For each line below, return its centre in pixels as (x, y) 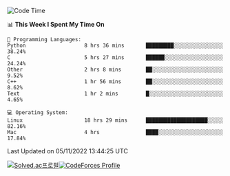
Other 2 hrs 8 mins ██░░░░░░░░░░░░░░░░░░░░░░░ (115, 69)
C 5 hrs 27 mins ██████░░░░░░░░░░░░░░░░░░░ (115, 58)
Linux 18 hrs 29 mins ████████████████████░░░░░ (115, 120)
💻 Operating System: (38, 113)
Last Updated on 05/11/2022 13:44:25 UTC (68, 151)
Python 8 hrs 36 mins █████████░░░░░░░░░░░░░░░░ (115, 45)
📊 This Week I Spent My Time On (56, 24)
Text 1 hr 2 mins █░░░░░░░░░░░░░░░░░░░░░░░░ (115, 93)
